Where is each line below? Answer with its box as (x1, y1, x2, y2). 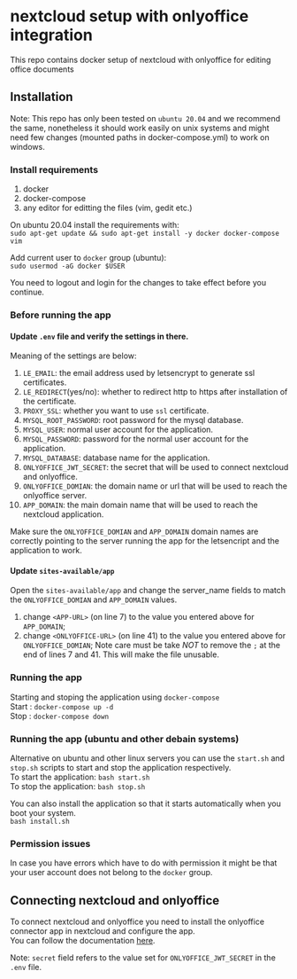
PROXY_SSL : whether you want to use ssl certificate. (22, 405, 209, 416)
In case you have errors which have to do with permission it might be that (10, 858, 278, 868)
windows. (10, 141, 45, 152)
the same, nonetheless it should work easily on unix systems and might (10, 122, 270, 133)
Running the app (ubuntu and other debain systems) (10, 732, 240, 745)
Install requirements (10, 163, 99, 176)
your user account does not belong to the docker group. (10, 867, 213, 878)
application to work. (10, 545, 82, 556)
